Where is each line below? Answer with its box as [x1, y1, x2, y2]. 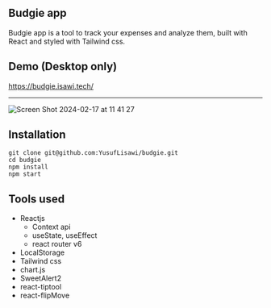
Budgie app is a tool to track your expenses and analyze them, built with [8, 27, 248, 37]
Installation [8, 128, 66, 142]
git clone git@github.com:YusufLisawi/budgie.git [8, 149, 179, 157]
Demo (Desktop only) [8, 60, 118, 73]
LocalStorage [19, 248, 65, 257]
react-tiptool [19, 282, 62, 292]
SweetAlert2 [19, 273, 62, 283]
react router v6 [31, 239, 82, 249]
